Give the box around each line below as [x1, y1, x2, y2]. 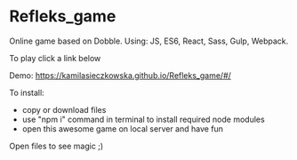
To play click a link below [9, 52, 101, 63]
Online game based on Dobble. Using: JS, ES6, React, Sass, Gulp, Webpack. [9, 36, 289, 46]
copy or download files [21, 104, 107, 115]
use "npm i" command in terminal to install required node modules [21, 114, 265, 124]
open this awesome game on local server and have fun [21, 123, 224, 134]
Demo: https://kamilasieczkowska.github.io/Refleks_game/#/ [9, 69, 231, 81]
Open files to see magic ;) [9, 140, 104, 151]
